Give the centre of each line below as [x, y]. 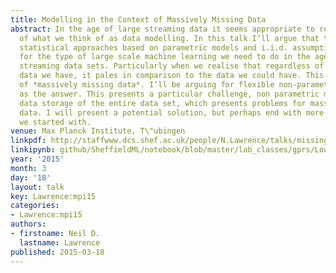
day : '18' [31, 177]
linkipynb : [33, 150]
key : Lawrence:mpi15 [53, 196]
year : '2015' [37, 159]
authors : [28, 224]
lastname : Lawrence [60, 242]
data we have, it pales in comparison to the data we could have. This [172, 76]
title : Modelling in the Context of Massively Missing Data [138, 19]
